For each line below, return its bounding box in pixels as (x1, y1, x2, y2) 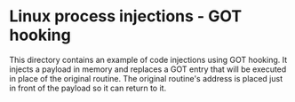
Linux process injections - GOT (9, 6, 243, 27)
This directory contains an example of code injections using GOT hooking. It (9, 54, 288, 65)
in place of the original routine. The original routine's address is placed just (9, 73, 283, 83)
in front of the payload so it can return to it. (9, 82, 167, 93)
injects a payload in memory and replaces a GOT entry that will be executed (9, 64, 287, 75)
